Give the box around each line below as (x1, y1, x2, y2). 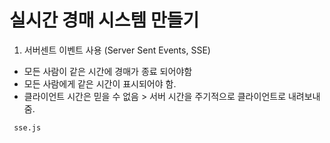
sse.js (13, 122, 42, 133)
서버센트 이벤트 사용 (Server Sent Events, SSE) (23, 44, 211, 56)
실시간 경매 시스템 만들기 (9, 9, 200, 32)
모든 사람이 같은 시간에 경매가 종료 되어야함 (23, 65, 193, 77)
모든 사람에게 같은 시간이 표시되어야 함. (23, 77, 177, 90)
